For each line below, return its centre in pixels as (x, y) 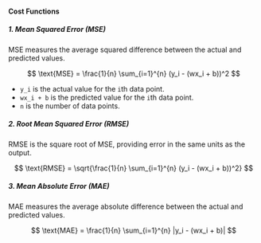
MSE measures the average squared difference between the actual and (125, 49)
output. (20, 152)
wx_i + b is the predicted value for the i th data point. (107, 97)
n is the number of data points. (70, 106)
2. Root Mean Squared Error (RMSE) (69, 124)
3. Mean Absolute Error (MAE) (59, 186)
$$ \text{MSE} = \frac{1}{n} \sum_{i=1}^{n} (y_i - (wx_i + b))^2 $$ (134, 73)
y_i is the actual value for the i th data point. (92, 88)
